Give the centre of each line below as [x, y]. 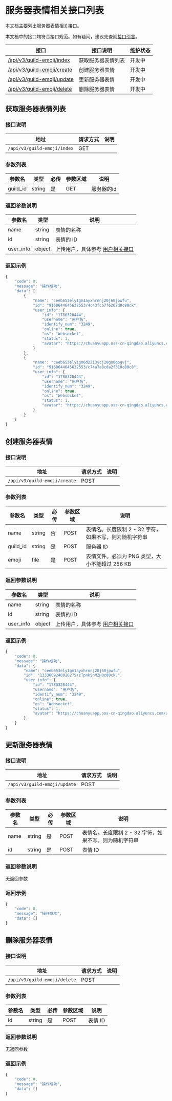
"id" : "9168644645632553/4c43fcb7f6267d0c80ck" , [85, 305]
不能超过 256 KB [111, 564]
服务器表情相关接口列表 [55, 10]
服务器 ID [97, 547]
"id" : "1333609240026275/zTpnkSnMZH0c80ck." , [73, 675]
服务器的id [104, 189]
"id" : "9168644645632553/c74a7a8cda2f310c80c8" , [85, 367]
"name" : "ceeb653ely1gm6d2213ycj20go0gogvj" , [82, 362]
